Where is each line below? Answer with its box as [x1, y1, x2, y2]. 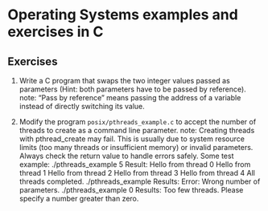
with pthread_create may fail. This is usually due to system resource [19, 134, 245, 144]
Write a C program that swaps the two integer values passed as [19, 76, 230, 85]
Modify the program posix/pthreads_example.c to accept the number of [19, 117, 257, 126]
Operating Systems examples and [7, 6, 238, 24]
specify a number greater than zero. [19, 194, 139, 203]
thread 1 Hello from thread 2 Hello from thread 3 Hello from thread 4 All [19, 168, 255, 177]
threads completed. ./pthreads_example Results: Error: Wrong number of [19, 177, 261, 186]
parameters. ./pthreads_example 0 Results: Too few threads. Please [19, 185, 244, 194]
